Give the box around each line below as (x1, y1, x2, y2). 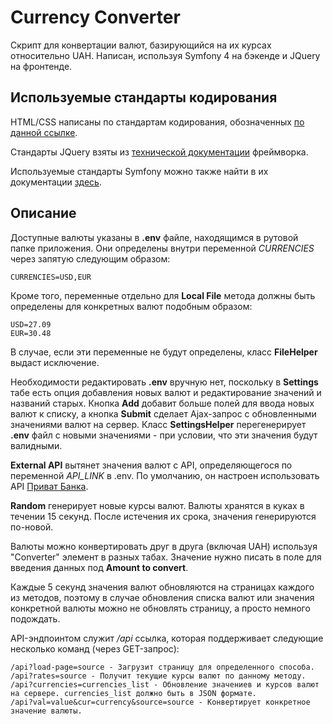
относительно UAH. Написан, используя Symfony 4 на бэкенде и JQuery (10, 49, 321, 61)
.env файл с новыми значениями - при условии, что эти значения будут (10, 429, 318, 441)
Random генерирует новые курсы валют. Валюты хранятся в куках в (10, 499, 305, 511)
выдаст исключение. (10, 356, 100, 368)
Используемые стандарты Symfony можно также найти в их (10, 165, 269, 177)
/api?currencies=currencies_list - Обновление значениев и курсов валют (10, 679, 320, 690)
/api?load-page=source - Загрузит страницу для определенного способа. (10, 662, 315, 672)
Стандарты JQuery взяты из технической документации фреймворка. (10, 146, 309, 158)
